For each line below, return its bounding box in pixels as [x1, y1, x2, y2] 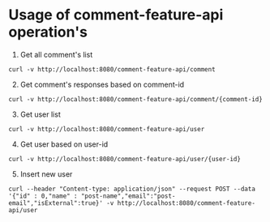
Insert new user [19, 169, 73, 179]
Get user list [19, 109, 61, 119]
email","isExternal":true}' [8, 199, 104, 207]
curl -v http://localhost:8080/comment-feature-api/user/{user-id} [8, 155, 242, 163]
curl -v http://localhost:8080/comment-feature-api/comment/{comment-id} [8, 95, 264, 103]
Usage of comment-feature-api [8, 6, 224, 24]
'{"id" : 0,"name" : [8, 192, 79, 200]
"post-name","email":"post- [80, 192, 176, 200]
